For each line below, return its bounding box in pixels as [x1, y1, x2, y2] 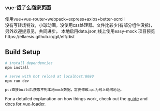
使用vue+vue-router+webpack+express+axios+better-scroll [5, 16, 125, 22]
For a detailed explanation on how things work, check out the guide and [5, 96, 148, 102]
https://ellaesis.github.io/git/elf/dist [5, 34, 75, 40]
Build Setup [5, 48, 41, 56]
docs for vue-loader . [5, 101, 46, 107]
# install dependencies [5, 61, 53, 66]
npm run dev [5, 79, 29, 83]
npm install [5, 65, 29, 70]
